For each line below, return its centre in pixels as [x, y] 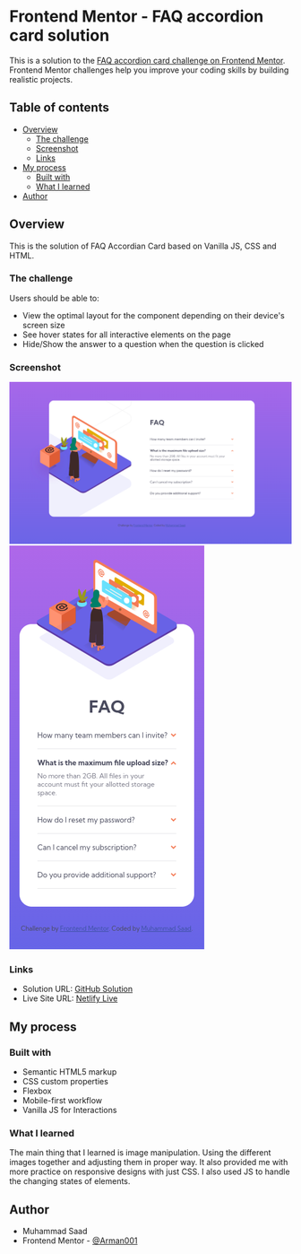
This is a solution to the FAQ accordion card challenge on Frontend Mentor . [147, 60]
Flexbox [37, 1091]
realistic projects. [41, 79]
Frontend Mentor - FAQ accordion [137, 17]
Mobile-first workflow [62, 1101]
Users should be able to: [55, 298]
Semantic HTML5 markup [69, 1072]
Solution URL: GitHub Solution [77, 989]
